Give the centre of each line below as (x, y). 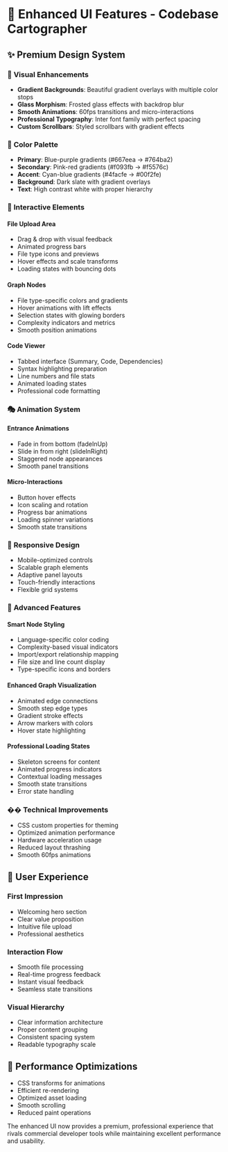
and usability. (26, 1141)
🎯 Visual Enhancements (48, 74)
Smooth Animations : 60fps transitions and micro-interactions (105, 111)
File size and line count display (61, 662)
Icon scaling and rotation (53, 505)
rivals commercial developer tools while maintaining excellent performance (114, 1134)
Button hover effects (46, 497)
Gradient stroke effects (50, 715)
